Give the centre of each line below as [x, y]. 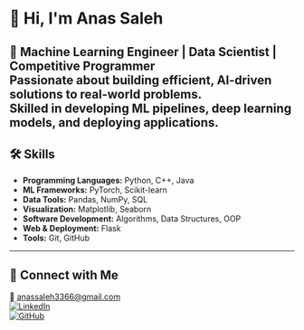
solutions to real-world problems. [106, 94]
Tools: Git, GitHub [56, 238]
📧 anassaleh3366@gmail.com [65, 297]
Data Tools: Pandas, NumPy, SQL [85, 200]
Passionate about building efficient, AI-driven [141, 80]
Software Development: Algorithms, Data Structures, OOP [132, 219]
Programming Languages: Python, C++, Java [108, 181]
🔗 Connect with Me [64, 275]
